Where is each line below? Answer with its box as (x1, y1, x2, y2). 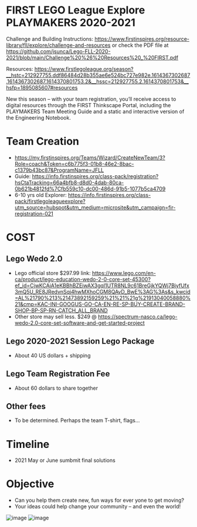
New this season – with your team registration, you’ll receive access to (6, 95, 176, 103)
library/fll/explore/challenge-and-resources (6, 42, 111, 49)
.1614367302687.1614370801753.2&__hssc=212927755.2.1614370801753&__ (6, 77, 189, 85)
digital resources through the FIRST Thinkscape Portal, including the (6, 101, 171, 108)
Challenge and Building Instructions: (6, 35, 94, 42)
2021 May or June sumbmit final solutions (14, 457, 116, 464)
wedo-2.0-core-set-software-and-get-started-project (14, 319, 145, 326)
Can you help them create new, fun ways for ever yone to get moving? (14, 497, 185, 504)
